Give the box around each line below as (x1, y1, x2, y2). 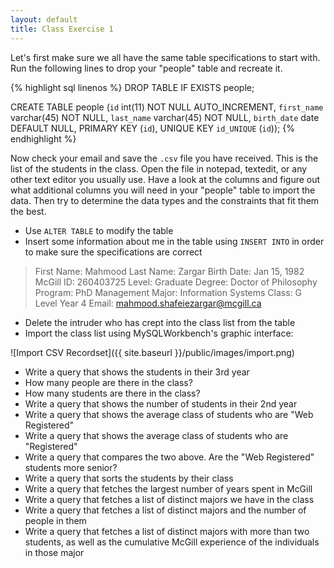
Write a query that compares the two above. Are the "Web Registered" (24, 451, 315, 463)
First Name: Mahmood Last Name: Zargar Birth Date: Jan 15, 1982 (34, 265, 305, 277)
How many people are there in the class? (24, 376, 193, 388)
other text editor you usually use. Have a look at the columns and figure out (10, 173, 321, 185)
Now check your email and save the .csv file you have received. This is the (10, 152, 319, 164)
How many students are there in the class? (24, 387, 201, 399)
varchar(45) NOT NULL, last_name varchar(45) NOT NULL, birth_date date (10, 111, 320, 123)
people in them (24, 514, 87, 526)
